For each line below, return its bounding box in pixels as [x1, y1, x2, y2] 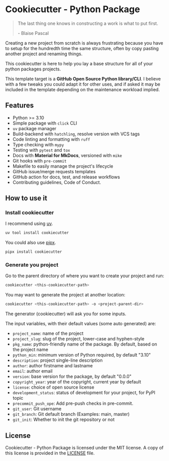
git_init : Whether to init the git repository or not [12, 416, 115, 422]
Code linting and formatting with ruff [12, 136, 90, 142]
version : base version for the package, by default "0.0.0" [12, 373, 132, 379]
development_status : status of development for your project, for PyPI [12, 390, 155, 396]
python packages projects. [5, 66, 61, 72]
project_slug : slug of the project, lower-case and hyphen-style [12, 336, 145, 342]
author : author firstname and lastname [12, 363, 93, 369]
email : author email [12, 368, 53, 374]
